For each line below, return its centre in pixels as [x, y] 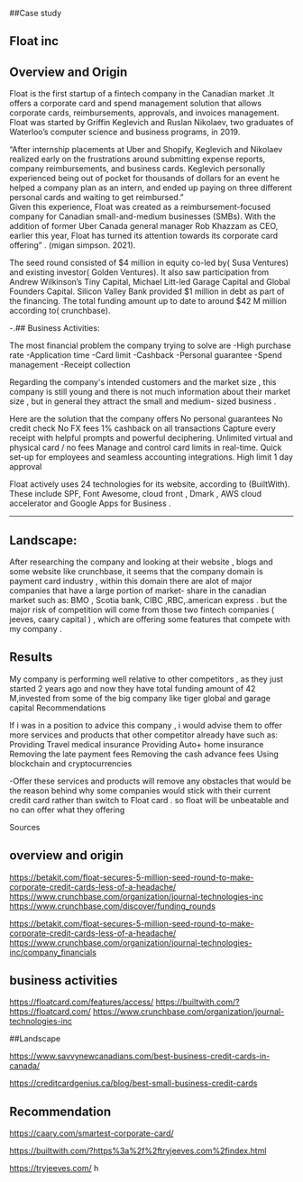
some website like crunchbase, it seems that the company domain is [136, 572]
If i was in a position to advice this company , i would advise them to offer [146, 725]
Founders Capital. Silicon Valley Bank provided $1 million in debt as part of [147, 291]
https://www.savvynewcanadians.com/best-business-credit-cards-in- [140, 1056]
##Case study [36, 13]
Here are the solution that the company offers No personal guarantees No [146, 419]
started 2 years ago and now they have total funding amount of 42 [133, 688]
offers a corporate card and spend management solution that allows [136, 104]
